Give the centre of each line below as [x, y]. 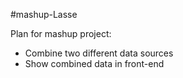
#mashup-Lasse [44, 14]
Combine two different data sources [99, 53]
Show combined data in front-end [94, 63]
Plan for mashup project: [61, 33]
